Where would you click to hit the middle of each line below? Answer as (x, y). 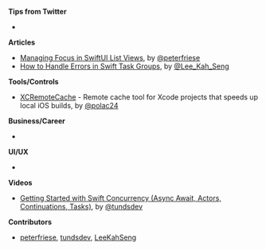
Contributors (30, 222)
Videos (20, 183)
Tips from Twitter (37, 12)
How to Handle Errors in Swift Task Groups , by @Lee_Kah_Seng (124, 66)
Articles (22, 42)
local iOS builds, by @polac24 (69, 105)
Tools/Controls (33, 82)
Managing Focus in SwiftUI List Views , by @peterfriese (110, 58)
